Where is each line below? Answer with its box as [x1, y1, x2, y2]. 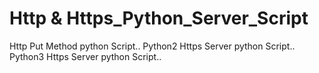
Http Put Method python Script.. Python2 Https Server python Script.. [9, 40, 296, 52]
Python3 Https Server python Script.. [9, 50, 162, 62]
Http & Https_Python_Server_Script [9, 7, 309, 30]
